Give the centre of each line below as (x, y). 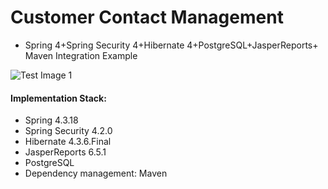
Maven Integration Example (81, 55)
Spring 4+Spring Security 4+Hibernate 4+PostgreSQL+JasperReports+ (171, 45)
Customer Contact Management (147, 17)
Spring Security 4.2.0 (68, 131)
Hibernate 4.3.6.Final (68, 142)
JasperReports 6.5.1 (65, 152)
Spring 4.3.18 (51, 120)
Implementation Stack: (58, 98)
